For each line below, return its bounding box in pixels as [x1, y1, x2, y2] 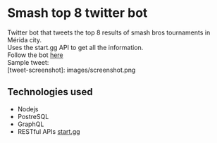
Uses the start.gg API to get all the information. [7, 43, 144, 51]
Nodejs [17, 104, 39, 113]
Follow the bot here [7, 51, 63, 59]
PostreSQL [17, 112, 49, 120]
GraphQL [17, 120, 44, 128]
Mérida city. [7, 35, 42, 44]
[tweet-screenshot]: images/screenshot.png [7, 66, 136, 74]
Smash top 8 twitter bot [7, 5, 148, 21]
